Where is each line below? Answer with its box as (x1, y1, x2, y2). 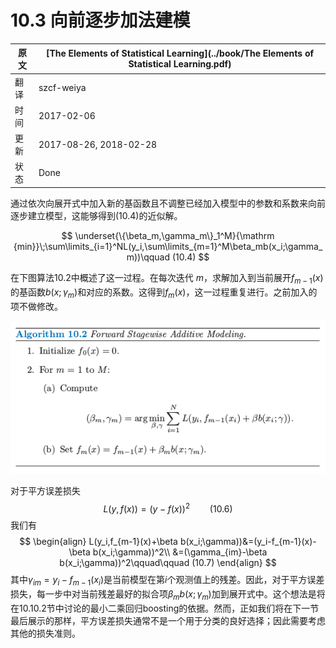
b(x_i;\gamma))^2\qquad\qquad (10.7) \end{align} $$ (59, 557, 277, 569)
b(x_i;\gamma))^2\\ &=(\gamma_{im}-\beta (92, 546, 268, 558)
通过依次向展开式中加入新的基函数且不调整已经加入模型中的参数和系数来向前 (10, 197, 326, 209)
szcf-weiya (38, 82, 87, 94)
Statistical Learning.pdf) (128, 58, 232, 70)
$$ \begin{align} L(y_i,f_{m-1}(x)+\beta (19, 536, 178, 548)
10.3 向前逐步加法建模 (10, 9, 191, 32)
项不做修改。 (10, 300, 63, 312)
